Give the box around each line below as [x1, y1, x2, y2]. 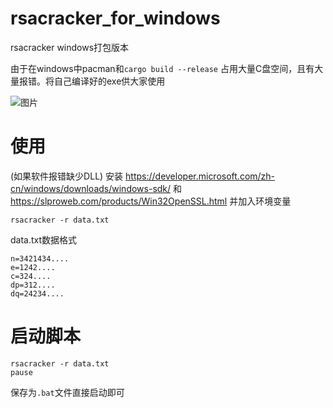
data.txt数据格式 [10, 233, 78, 246]
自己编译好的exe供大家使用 [53, 75, 166, 87]
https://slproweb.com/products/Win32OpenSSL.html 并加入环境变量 [10, 195, 292, 207]
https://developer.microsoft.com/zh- [125, 170, 276, 182]
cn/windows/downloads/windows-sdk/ [10, 182, 172, 194]
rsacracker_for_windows [10, 7, 221, 30]
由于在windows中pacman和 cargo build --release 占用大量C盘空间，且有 [10, 62, 315, 74]
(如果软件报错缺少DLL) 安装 [10, 170, 124, 182]
